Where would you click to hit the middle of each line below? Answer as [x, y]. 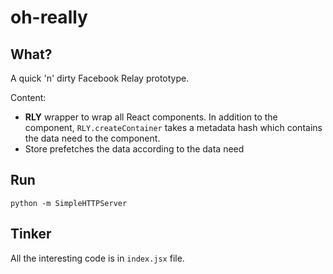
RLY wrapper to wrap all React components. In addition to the [151, 117]
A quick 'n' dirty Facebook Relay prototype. [100, 78]
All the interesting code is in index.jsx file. [97, 258]
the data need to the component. [92, 138]
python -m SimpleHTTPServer [69, 203]
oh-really [49, 17]
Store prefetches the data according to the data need [134, 149]
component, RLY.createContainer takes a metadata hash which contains [173, 127]
